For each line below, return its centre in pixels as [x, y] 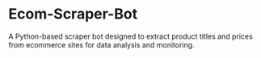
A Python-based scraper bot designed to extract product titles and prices [130, 36]
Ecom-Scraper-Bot [73, 14]
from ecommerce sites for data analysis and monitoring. [102, 44]
